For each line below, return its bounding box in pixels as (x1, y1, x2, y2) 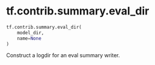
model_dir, (17, 29, 44, 36)
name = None (17, 35, 42, 42)
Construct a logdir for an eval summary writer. (6, 52, 120, 59)
